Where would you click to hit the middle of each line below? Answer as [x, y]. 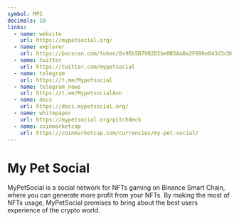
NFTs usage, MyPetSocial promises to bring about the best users [102, 203]
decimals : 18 [27, 21]
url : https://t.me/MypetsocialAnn [71, 93]
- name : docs [33, 100]
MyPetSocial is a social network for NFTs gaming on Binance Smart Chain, [116, 188]
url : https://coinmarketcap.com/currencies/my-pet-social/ [110, 133]
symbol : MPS [25, 14]
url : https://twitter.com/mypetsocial [78, 67]
